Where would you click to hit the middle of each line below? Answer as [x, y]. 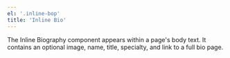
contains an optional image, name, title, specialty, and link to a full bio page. [115, 47]
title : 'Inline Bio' [37, 20]
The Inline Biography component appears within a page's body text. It [107, 39]
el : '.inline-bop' [34, 13]
